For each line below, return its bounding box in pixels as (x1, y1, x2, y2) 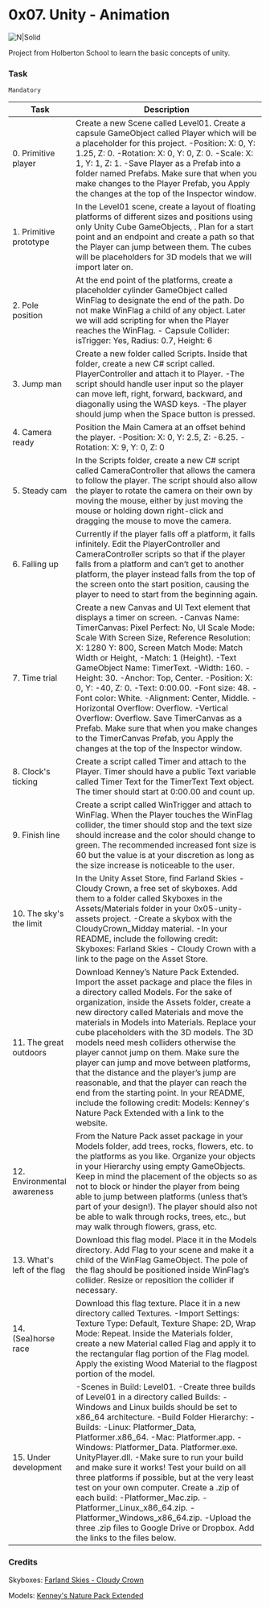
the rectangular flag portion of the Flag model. (76, 1348, 250, 1359)
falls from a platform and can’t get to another (76, 558, 244, 570)
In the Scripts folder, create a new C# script (76, 455, 240, 466)
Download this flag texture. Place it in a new (76, 1298, 241, 1309)
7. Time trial (12, 673, 58, 684)
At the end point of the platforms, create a (76, 275, 233, 286)
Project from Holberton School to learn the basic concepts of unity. (8, 48, 231, 57)
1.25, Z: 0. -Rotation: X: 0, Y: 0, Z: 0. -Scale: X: (76, 147, 254, 159)
